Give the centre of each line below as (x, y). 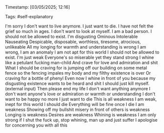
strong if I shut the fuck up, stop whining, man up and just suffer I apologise (81, 120)
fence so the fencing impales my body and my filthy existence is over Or (78, 73)
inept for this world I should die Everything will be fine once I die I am (75, 104)
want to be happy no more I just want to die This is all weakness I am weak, (81, 99)
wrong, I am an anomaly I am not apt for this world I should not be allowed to (82, 52)
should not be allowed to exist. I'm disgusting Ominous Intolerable (71, 37)
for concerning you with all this (36, 125)
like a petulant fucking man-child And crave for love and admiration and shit (82, 63)
